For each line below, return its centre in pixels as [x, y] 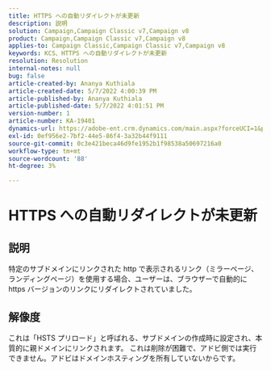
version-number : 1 [39, 114]
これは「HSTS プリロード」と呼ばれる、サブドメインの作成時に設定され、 [132, 338]
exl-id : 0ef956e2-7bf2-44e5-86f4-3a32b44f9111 [88, 136]
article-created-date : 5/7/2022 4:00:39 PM [83, 91]
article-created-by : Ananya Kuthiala [72, 83]
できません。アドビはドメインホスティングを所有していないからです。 [124, 358]
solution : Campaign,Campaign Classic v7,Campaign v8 [99, 31]
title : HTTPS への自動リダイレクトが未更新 [74, 16]
